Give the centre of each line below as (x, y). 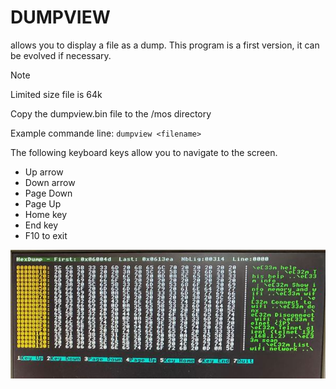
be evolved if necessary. (61, 55)
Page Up (43, 203)
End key (41, 225)
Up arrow (44, 172)
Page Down (48, 193)
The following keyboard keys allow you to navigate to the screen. (144, 152)
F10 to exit (46, 235)
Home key (46, 214)
